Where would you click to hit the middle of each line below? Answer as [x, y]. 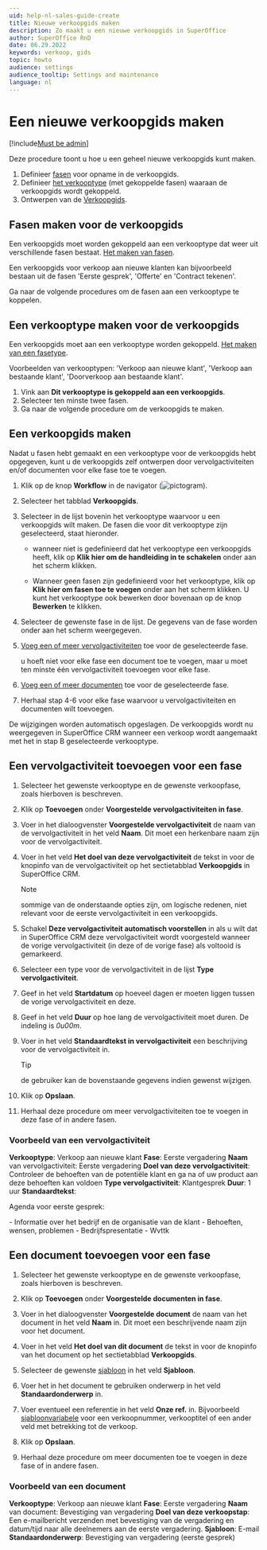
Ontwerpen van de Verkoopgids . [74, 200]
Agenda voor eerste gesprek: [57, 1206]
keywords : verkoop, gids [50, 53]
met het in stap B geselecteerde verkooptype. [84, 741]
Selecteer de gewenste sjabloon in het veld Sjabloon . [108, 1370]
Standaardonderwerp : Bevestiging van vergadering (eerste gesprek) [122, 1537]
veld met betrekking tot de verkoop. [79, 1426]
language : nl [31, 82]
